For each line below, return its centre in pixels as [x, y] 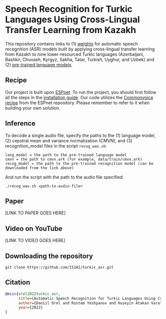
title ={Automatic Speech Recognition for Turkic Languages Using [87, 298]
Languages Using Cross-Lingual [72, 20]
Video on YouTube [34, 228]
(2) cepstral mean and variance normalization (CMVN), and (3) [69, 140]
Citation [18, 282]
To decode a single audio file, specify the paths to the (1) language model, [81, 135]
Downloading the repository [49, 256]
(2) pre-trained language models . [39, 65]
